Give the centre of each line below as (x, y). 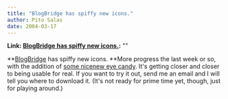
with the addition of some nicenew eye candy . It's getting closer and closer (113, 67)
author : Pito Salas (35, 20)
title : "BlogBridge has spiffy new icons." (70, 13)
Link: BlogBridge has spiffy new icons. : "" (68, 46)
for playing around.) (35, 88)
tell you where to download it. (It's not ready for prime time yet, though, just (114, 81)
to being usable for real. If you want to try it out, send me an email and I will (113, 74)
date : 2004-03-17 (32, 26)
